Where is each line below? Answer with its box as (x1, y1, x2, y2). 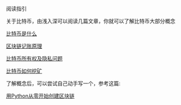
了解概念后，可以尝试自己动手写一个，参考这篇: (6, 80, 121, 87)
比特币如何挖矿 (6, 67, 42, 74)
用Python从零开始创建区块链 (6, 93, 75, 99)
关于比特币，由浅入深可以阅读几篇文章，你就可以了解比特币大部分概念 (6, 18, 176, 25)
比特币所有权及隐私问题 (6, 55, 63, 62)
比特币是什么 (6, 30, 37, 37)
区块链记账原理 (6, 43, 42, 49)
